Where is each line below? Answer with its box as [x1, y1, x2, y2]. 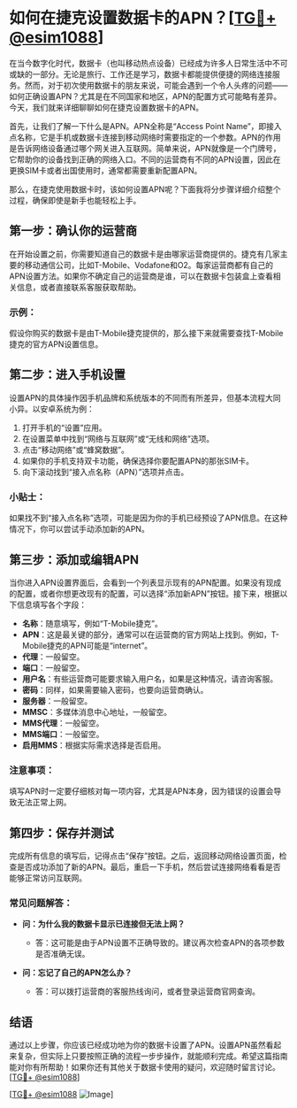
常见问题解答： [9, 897, 73, 909]
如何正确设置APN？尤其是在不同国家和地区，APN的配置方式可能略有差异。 [9, 90, 282, 102]
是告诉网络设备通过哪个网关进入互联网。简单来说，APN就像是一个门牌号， [9, 142, 281, 153]
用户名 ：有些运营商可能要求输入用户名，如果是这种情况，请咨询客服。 [21, 673, 278, 684]
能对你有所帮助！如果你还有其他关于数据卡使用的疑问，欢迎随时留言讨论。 [9, 1062, 280, 1073]
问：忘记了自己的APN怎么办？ [21, 967, 133, 978]
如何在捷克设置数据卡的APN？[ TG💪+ [9, 8, 277, 28]
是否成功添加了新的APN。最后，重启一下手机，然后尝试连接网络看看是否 [16, 862, 281, 873]
